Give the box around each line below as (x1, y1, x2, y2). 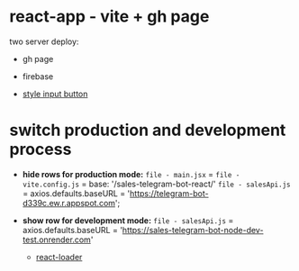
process (9, 140, 72, 159)
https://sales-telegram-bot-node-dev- (122, 224, 264, 235)
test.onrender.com (22, 234, 92, 245)
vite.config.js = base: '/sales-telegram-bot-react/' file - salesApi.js (22, 178, 291, 189)
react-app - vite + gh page (9, 6, 210, 27)
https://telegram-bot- (129, 187, 209, 199)
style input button (22, 88, 88, 99)
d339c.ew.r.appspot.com (22, 197, 115, 208)
